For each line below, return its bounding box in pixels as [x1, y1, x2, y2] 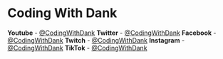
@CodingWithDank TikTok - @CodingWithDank [7, 43, 147, 52]
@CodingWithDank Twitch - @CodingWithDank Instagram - [7, 36, 185, 44]
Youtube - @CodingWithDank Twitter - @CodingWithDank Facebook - [7, 28, 217, 37]
